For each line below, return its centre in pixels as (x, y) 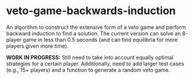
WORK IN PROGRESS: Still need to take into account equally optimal (90, 57)
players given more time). (37, 46)
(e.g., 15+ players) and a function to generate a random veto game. (88, 70)
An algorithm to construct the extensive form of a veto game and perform (96, 27)
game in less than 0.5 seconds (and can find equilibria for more (100, 39)
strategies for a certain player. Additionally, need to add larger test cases (95, 64)
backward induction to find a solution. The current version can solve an (94, 33)
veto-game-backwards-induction (91, 11)
